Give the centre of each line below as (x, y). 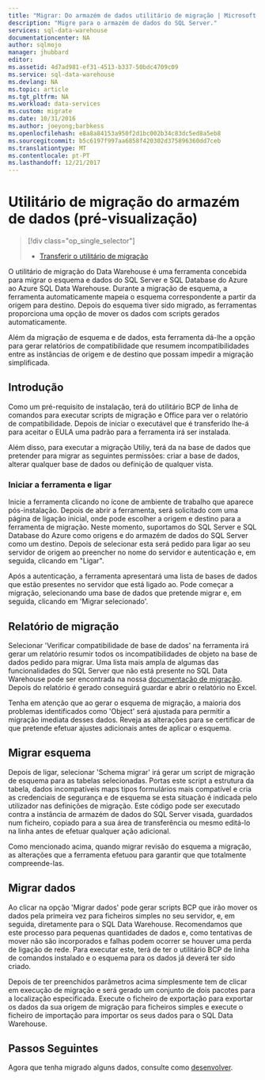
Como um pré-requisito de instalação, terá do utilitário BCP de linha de (123, 406)
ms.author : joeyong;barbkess (56, 126)
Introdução (36, 388)
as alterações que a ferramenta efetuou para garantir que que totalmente (127, 855)
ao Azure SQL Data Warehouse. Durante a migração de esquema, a (118, 288)
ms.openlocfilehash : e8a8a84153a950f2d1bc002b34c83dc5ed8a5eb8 (115, 133)
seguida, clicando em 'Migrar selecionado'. (78, 601)
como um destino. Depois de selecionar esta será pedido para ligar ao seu (129, 544)
